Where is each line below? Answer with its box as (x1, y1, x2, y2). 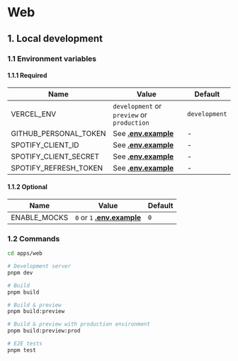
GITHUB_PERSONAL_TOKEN (11, 128, 106, 138)
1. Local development (7, 33, 103, 45)
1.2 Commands (7, 234, 60, 243)
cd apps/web (7, 250, 42, 257)
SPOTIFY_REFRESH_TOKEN (11, 163, 103, 173)
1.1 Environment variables (7, 54, 97, 64)
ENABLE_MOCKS (11, 212, 69, 222)
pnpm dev (7, 269, 33, 276)
